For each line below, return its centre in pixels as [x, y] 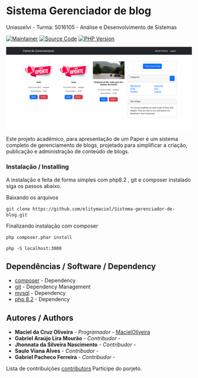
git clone [18, 209]
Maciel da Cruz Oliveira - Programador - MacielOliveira [82, 332]
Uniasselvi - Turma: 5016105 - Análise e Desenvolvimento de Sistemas [92, 27]
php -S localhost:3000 [34, 248]
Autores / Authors [40, 318]
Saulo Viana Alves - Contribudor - [57, 351]
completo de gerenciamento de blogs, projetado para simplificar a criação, [97, 145]
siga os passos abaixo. [34, 186]
